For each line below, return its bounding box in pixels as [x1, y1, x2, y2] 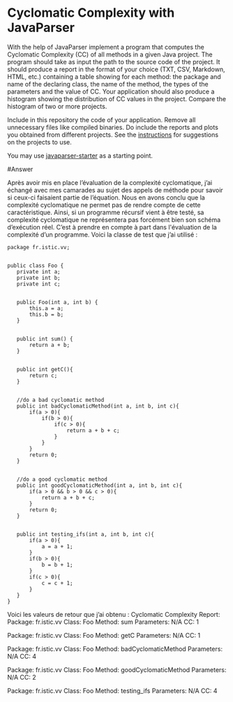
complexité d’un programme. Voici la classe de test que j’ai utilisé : [7, 230, 198, 239]
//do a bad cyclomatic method [16, 396, 105, 403]
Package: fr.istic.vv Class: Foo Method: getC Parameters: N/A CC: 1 [7, 631, 201, 639]
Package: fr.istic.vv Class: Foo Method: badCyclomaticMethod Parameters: [7, 644, 223, 653]
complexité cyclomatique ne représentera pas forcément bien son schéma [7, 215, 221, 224]
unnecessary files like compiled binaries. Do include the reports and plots [7, 123, 218, 131]
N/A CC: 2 [7, 673, 36, 681]
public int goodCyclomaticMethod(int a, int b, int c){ [16, 481, 183, 489]
